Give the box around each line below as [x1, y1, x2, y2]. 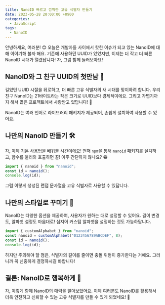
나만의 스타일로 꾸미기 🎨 [5, 198, 74, 207]
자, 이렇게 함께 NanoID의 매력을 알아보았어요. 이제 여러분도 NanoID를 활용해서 [5, 288, 157, 294]
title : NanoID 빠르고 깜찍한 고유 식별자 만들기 [5, 7, 93, 12]
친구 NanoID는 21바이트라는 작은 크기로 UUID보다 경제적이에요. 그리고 [5, 92, 141, 99]
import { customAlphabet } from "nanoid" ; [5, 228, 94, 234]
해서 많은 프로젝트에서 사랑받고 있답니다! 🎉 [10, 99, 92, 105]
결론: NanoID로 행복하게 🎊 [5, 274, 82, 282]
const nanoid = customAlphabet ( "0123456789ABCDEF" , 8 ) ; [5, 233, 123, 238]
